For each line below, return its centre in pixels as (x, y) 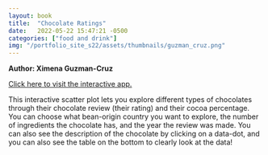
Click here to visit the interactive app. (70, 84)
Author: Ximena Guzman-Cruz (61, 68)
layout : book (30, 16)
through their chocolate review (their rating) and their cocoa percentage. (129, 108)
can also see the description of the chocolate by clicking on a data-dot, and (134, 134)
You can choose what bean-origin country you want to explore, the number (134, 116)
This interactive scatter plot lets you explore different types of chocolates (130, 100)
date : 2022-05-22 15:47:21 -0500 (68, 31)
